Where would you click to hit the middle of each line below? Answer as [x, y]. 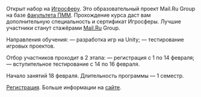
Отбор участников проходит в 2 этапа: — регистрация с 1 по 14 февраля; [100, 58]
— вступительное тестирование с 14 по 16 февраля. [73, 64]
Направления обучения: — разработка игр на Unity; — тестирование [95, 39]
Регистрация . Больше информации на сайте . [64, 87]
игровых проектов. [31, 46]
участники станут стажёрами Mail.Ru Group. [63, 28]
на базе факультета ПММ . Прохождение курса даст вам [79, 15]
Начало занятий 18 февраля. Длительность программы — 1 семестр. [95, 76]
